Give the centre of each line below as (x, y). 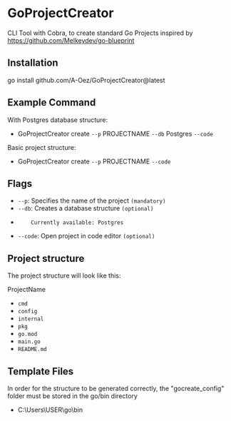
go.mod (27, 334)
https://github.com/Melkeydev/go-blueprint (71, 40)
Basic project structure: (42, 147)
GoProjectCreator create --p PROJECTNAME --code (94, 161)
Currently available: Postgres (77, 223)
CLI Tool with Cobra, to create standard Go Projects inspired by (100, 33)
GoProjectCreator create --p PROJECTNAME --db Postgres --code (115, 133)
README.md (32, 350)
